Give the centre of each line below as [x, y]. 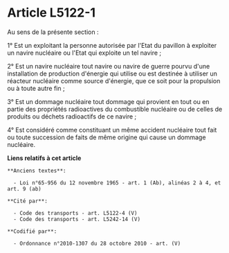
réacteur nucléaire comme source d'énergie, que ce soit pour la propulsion [114, 80]
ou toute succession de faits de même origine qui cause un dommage [107, 137]
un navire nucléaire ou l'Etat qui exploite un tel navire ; [84, 53]
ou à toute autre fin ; [36, 88]
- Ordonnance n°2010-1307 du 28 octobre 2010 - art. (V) [97, 243]
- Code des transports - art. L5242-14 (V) [77, 219]
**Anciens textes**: [37, 171]
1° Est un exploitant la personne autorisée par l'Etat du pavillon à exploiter [112, 45]
